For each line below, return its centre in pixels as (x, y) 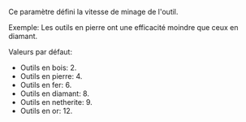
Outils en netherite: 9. (56, 102)
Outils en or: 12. (46, 111)
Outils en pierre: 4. (51, 76)
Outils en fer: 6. (46, 85)
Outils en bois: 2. (48, 68)
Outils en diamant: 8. (54, 94)
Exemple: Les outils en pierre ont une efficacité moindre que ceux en (123, 27)
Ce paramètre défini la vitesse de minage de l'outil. (93, 12)
